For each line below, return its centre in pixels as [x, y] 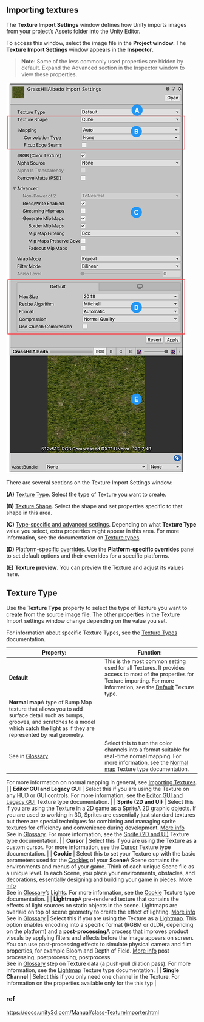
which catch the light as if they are [52, 728]
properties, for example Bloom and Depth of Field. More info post [88, 951]
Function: [150, 653]
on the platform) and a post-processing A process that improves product [97, 931]
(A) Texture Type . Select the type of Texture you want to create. [87, 494]
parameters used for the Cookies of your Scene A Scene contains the [93, 860]
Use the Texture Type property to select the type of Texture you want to [97, 608]
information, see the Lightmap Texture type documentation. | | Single [93, 970]
